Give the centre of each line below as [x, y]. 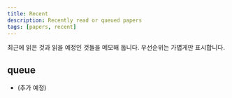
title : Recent [28, 14]
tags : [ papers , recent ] [42, 27]
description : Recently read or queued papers [74, 20]
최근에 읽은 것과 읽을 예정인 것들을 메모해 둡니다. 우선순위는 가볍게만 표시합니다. [116, 48]
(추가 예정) [32, 87]
